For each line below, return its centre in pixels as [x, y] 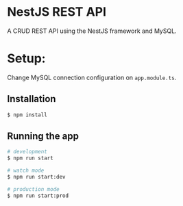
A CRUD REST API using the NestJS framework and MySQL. [92, 31]
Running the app [43, 136]
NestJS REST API [57, 12]
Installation [32, 99]
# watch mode [26, 171]
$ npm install [27, 115]
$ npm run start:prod [38, 196]
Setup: [26, 59]
